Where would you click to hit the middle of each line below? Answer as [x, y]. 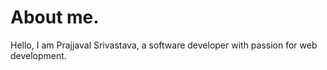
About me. [55, 17]
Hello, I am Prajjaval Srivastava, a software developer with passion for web [164, 45]
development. [38, 55]
